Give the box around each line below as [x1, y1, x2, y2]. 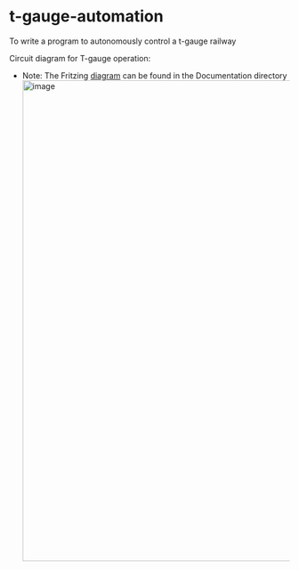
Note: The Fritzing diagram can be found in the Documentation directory [21, 69, 287, 81]
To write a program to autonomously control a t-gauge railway [9, 36, 237, 46]
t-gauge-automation [9, 6, 164, 27]
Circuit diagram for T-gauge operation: [9, 53, 151, 63]
